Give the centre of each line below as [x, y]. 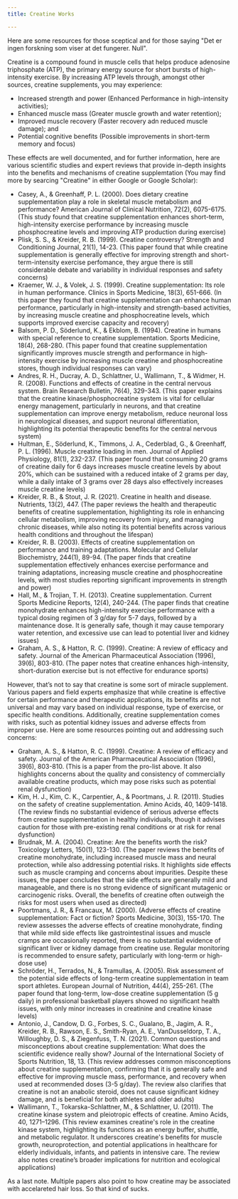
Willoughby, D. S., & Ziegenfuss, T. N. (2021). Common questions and [119, 1038]
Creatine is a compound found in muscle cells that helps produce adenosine [119, 62]
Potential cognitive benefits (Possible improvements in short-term [114, 136]
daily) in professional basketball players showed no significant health [119, 1000]
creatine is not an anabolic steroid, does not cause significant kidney [118, 1091]
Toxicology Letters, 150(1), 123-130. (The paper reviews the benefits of [121, 849]
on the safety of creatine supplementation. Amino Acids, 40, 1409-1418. [123, 804]
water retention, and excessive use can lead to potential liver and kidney [123, 633]
